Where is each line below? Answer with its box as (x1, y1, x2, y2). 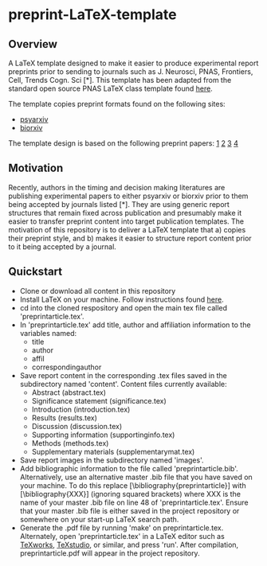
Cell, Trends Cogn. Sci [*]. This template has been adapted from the (8, 76, 232, 84)
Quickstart (8, 265, 63, 279)
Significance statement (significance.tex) (31, 396, 167, 405)
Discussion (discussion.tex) (31, 421, 123, 431)
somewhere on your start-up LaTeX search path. (19, 514, 179, 524)
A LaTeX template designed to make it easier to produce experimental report (8, 58, 259, 68)
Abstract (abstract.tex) (31, 388, 106, 397)
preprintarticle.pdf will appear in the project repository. (19, 548, 201, 558)
